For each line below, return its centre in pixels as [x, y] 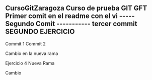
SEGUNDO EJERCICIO [40, 32]
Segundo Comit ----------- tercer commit [71, 24]
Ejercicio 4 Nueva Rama [30, 63]
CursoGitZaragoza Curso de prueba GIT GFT [76, 8]
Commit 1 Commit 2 [26, 43]
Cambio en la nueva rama [32, 53]
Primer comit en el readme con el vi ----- [70, 16]
